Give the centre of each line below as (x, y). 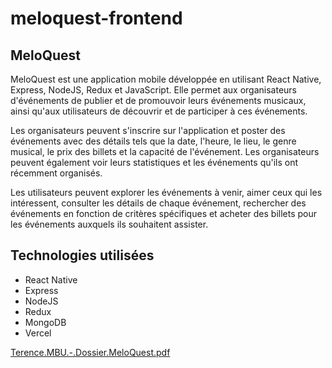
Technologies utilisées (82, 255)
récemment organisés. (56, 173)
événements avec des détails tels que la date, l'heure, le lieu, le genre (153, 141)
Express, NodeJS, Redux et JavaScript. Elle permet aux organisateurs (154, 90)
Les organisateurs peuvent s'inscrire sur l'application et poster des (148, 130)
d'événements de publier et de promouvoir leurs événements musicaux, (158, 100)
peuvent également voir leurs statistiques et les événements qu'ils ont (154, 162)
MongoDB (45, 322)
